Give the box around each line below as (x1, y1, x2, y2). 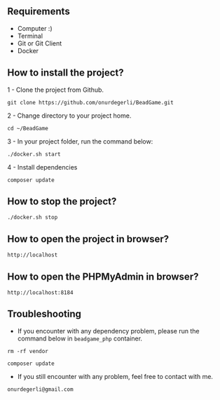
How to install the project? (7, 67, 124, 79)
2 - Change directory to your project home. (7, 111, 132, 120)
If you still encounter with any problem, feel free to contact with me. (17, 372, 214, 380)
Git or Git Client (17, 39, 62, 48)
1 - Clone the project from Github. (7, 85, 104, 94)
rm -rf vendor (7, 347, 49, 354)
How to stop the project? (7, 195, 117, 207)
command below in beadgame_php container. (17, 334, 142, 343)
